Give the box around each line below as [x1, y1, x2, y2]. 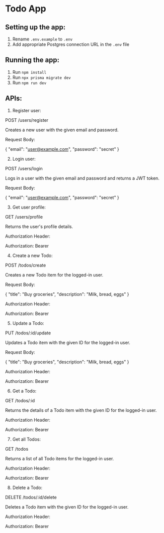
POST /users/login [5, 165, 43, 171]
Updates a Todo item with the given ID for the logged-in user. [5, 339, 131, 345]
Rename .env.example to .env [12, 36, 73, 42]
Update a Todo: [12, 320, 44, 326]
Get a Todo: [12, 388, 37, 394]
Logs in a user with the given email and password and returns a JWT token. [5, 175, 160, 181]
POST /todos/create [5, 262, 46, 268]
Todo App [5, 3, 46, 14]
